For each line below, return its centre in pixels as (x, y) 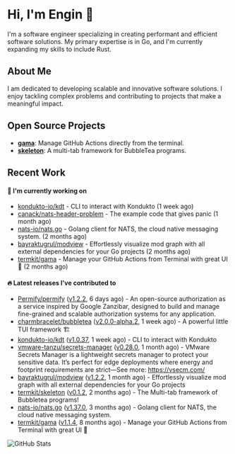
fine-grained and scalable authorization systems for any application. (117, 314)
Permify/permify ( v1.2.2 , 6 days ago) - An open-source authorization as (121, 299)
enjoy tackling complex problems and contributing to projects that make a (114, 96)
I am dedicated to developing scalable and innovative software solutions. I (115, 89)
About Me (29, 71)
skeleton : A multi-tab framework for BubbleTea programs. (102, 150)
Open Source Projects (56, 126)
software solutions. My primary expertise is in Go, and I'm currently (105, 41)
